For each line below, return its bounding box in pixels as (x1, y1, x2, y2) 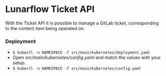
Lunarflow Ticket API (5, 3, 95, 15)
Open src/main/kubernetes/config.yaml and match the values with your (12, 54, 161, 60)
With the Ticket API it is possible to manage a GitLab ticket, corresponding (5, 20, 159, 26)
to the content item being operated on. (5, 25, 85, 31)
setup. (12, 60, 26, 66)
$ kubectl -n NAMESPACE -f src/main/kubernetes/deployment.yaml (12, 50, 150, 55)
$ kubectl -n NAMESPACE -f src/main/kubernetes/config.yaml (12, 66, 141, 71)
